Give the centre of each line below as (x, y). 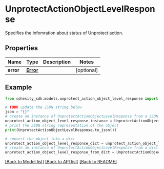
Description (57, 62)
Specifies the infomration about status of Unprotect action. (64, 33)
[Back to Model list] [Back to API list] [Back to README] (61, 162)
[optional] (87, 70)
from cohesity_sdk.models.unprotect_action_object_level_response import (82, 98)
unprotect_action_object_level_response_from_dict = (60, 152)
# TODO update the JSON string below (43, 107)
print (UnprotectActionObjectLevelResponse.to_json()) (61, 130)
